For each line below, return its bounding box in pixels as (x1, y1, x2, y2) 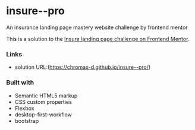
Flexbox (14, 104, 34, 112)
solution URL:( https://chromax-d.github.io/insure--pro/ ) (14, 64, 151, 71)
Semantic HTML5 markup (14, 92, 78, 99)
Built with (6, 78, 34, 87)
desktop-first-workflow (14, 111, 73, 118)
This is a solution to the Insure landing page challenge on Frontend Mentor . (6, 35, 190, 42)
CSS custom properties (14, 98, 73, 105)
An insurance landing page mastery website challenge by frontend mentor (6, 24, 188, 31)
